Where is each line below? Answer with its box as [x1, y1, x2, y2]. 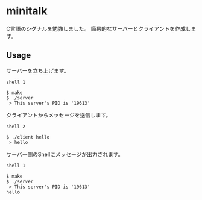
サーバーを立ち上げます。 [6, 67, 69, 74]
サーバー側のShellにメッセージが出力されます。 [6, 151, 124, 158]
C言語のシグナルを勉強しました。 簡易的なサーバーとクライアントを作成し [6, 25, 191, 32]
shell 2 [6, 123, 26, 130]
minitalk [6, 4, 48, 18]
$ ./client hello [6, 134, 50, 140]
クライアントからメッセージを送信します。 [6, 111, 112, 119]
